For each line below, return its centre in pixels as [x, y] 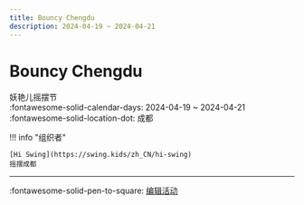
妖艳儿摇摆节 [33, 97]
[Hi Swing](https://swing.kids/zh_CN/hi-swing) [101, 155]
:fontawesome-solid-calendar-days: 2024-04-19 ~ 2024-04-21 [128, 107]
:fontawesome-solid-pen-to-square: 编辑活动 [94, 190]
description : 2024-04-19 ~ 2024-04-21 [82, 26]
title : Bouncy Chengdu [52, 18]
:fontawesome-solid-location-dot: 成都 [81, 118]
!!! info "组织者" [38, 138]
